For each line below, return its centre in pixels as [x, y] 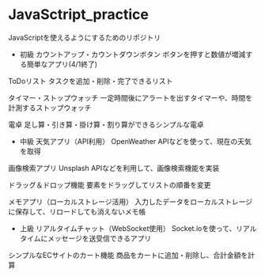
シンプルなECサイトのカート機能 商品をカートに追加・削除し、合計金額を [128, 255]
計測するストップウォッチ [50, 108]
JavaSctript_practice [78, 15]
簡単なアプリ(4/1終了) [62, 64]
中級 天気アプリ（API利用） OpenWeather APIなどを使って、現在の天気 [135, 141]
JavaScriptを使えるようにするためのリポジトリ [84, 37]
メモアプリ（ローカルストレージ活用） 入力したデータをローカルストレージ [131, 201]
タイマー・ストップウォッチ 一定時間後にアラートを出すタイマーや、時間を [131, 97]
